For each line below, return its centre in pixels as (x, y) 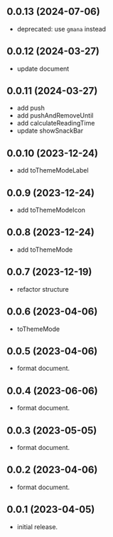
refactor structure (43, 289)
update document (43, 68)
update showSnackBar (50, 131)
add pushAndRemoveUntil (55, 116)
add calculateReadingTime (56, 123)
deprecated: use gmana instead (61, 29)
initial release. (37, 526)
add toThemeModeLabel (53, 170)
